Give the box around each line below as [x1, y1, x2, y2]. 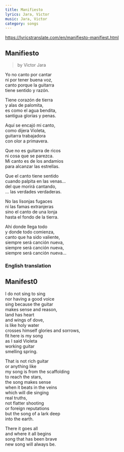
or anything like [5, 363, 37, 369]
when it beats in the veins [5, 384, 57, 390]
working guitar [5, 343, 35, 349]
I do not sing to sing [5, 290, 45, 297]
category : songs [5, 21, 39, 26]
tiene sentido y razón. [5, 88, 49, 93]
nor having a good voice [5, 296, 55, 302]
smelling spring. [5, 348, 38, 354]
